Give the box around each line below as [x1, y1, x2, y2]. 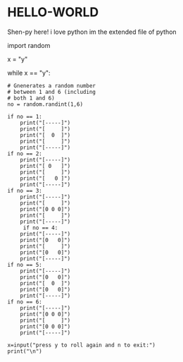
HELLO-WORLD [7, 4, 99, 20]
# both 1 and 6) [7, 95, 55, 102]
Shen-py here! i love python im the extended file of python [7, 28, 177, 36]
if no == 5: [7, 261, 42, 268]
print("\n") [7, 347, 42, 355]
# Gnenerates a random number [7, 82, 96, 89]
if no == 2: [7, 150, 42, 157]
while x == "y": [7, 68, 51, 77]
